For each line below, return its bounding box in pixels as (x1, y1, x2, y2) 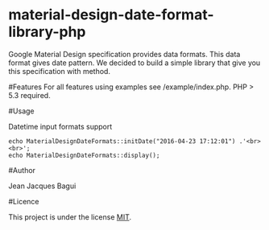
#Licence (8, 196, 39, 206)
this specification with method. (8, 66, 111, 76)
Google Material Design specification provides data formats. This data (8, 49, 241, 59)
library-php (8, 23, 86, 41)
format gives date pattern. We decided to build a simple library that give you (8, 58, 261, 68)
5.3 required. (8, 90, 51, 100)
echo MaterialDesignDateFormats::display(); (8, 151, 160, 159)
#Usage (8, 106, 35, 116)
